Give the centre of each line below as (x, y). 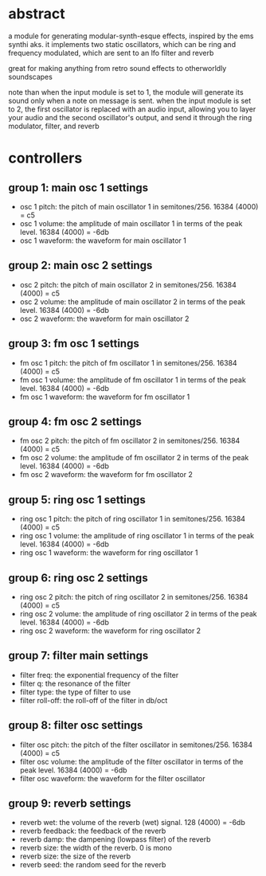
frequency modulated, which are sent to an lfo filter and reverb (111, 53)
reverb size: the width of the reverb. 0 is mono (96, 848)
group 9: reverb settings (70, 804)
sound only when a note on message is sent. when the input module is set (130, 100)
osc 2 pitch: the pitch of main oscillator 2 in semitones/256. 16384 (128, 284)
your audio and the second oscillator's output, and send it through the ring (130, 117)
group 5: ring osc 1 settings (77, 500)
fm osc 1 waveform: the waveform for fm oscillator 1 (105, 397)
